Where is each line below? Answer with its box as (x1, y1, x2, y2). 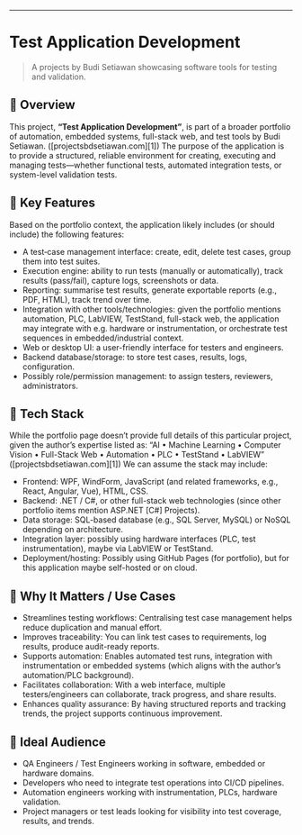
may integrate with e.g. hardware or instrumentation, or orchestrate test (22, 322, 288, 333)
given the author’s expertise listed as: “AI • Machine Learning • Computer (9, 440, 281, 450)
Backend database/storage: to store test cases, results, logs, (22, 351, 247, 362)
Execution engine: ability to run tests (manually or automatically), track (22, 265, 284, 276)
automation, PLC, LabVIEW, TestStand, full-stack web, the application (22, 313, 280, 324)
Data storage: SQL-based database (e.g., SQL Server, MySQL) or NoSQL (22, 514, 291, 525)
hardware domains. (22, 767, 94, 778)
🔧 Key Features (9, 195, 96, 211)
